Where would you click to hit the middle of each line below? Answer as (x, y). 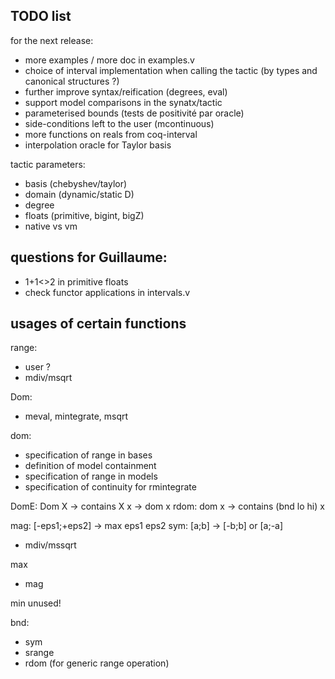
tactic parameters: (48, 164)
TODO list (41, 16)
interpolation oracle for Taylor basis (98, 145)
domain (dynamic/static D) (79, 194)
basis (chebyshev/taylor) (76, 183)
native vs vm (51, 226)
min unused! (36, 603)
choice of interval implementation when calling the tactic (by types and (171, 70)
